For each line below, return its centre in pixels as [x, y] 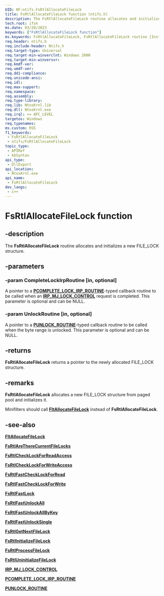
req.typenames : [20, 123]
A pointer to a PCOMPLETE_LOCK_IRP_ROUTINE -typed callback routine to [81, 291]
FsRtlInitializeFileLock [28, 541]
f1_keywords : [18, 133]
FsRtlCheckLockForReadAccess [39, 455]
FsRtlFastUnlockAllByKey [31, 513]
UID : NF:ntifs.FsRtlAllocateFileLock [43, 10]
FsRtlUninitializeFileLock [31, 560]
